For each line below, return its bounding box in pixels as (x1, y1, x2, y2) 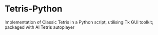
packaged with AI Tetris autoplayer (4, 24, 75, 30)
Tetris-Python (4, 3, 63, 14)
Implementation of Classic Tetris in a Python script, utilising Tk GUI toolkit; (4, 19, 154, 25)
